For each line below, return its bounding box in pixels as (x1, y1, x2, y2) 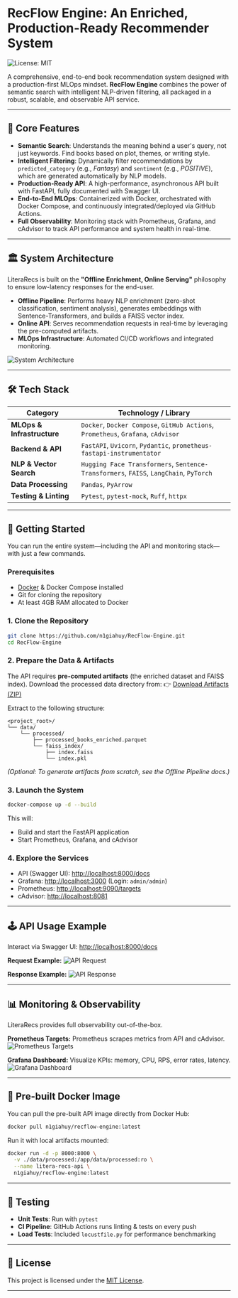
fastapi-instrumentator (81, 449, 161, 458)
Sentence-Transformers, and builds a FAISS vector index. (17, 311, 186, 320)
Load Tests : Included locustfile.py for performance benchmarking (17, 1230, 216, 1238)
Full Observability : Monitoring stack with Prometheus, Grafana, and (17, 217, 216, 225)
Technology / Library (118, 408, 191, 418)
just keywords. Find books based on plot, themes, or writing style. (17, 149, 210, 157)
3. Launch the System (7, 785, 84, 795)
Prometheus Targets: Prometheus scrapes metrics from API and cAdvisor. (7, 1034, 225, 1043)
